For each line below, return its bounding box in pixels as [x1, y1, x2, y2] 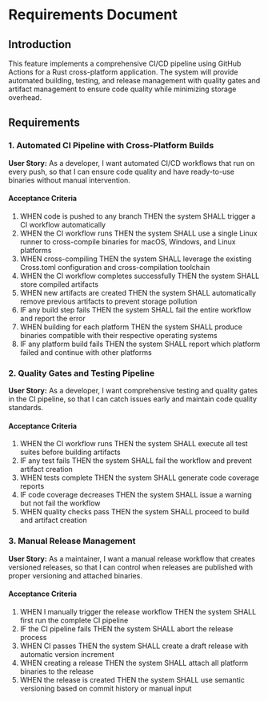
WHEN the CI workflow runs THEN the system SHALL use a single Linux [19, 228, 258, 238]
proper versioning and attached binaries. [8, 570, 142, 580]
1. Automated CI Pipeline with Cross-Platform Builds [8, 140, 214, 151]
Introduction [8, 38, 72, 51]
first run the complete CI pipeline [19, 615, 129, 625]
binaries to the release [19, 667, 94, 676]
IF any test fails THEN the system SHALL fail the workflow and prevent [19, 456, 252, 465]
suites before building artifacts [19, 447, 122, 457]
